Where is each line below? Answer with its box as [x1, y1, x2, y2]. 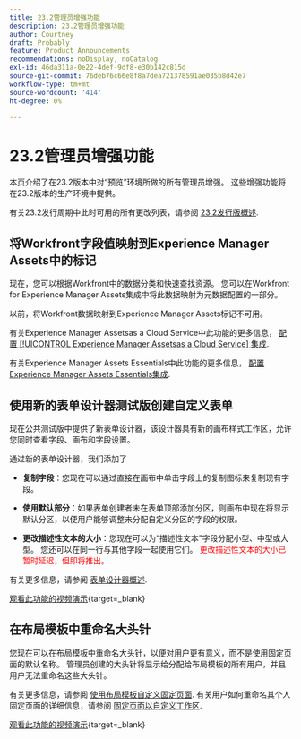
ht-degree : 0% [9, 96, 63, 106]
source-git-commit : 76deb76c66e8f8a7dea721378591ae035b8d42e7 [9, 72, 246, 81]
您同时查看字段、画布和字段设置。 [9, 434, 135, 444]
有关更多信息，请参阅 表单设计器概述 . [9, 574, 148, 585]
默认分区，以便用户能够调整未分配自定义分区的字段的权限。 [21, 513, 243, 524]
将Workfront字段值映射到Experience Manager [9, 236, 270, 251]
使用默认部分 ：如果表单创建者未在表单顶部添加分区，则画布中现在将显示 [21, 503, 289, 513]
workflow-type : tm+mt [9, 80, 90, 89]
